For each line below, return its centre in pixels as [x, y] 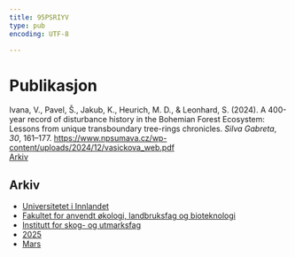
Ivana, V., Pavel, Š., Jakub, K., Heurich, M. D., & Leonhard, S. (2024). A [138, 110]
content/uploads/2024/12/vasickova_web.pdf [92, 148]
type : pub [27, 26]
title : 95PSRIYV [39, 17]
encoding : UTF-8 [39, 34]
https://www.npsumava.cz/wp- [110, 138]
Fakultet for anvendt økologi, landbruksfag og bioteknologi [129, 216]
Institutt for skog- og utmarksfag [82, 225]
